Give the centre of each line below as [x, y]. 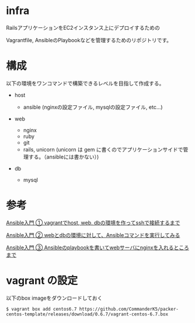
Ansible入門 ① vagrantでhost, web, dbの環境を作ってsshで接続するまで [93, 222]
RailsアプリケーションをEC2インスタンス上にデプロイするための [83, 28]
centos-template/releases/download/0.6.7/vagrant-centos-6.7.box [87, 314]
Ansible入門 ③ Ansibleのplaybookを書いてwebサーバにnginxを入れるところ [98, 248]
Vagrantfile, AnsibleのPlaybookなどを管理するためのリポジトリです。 [89, 40]
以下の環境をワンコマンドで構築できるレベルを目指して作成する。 [85, 83]
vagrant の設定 [42, 281]
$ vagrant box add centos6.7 [41, 309]
